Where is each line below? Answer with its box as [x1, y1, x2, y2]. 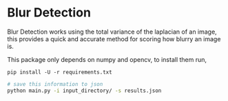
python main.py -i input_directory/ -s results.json [7, 87, 162, 94]
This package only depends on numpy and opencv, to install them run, [7, 55, 207, 63]
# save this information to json [7, 80, 103, 87]
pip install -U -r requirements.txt [7, 69, 112, 76]
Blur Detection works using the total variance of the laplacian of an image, [7, 27, 217, 36]
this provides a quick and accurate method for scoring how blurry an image [7, 34, 221, 43]
